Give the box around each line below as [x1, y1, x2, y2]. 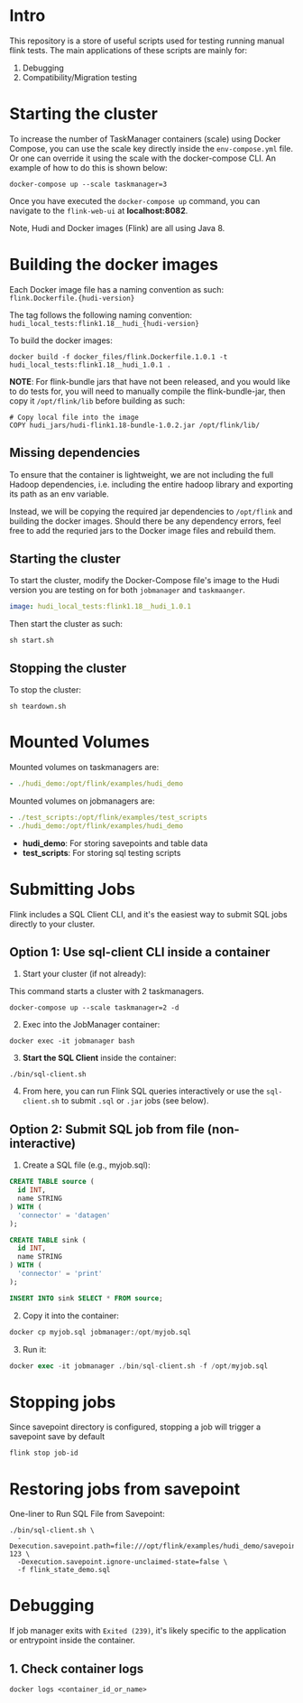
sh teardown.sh [9, 702, 67, 712]
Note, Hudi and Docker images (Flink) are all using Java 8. [9, 222, 225, 233]
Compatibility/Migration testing [22, 71, 138, 82]
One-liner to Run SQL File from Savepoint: [9, 1509, 165, 1520]
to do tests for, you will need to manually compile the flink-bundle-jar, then [9, 386, 286, 396]
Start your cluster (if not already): [22, 968, 147, 980]
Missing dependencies [9, 445, 141, 461]
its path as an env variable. [9, 489, 110, 499]
